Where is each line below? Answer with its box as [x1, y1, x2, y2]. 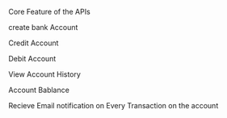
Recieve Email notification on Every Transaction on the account [8, 101, 219, 110]
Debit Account [8, 54, 57, 63]
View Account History [8, 70, 81, 79]
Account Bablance [8, 85, 70, 95]
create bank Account [8, 23, 78, 32]
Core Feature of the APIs [8, 7, 90, 16]
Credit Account [8, 38, 59, 48]
